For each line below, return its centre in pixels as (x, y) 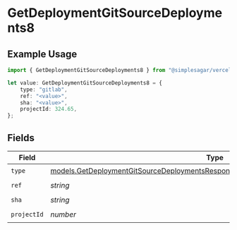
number (63, 214)
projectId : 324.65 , (49, 109)
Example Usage (42, 54)
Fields (21, 138)
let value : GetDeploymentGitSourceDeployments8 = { (85, 83)
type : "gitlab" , (44, 90)
